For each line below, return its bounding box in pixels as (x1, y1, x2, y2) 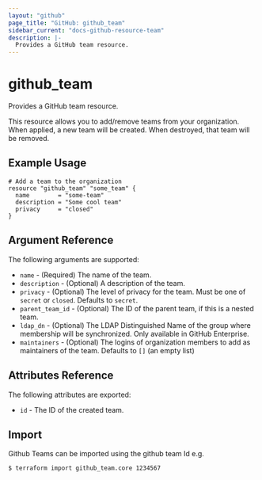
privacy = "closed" (15, 205, 93, 213)
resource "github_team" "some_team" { (8, 184, 136, 192)
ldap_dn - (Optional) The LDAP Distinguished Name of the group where (19, 320, 251, 330)
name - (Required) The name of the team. (19, 270, 152, 280)
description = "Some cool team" (15, 198, 123, 206)
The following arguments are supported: (8, 254, 140, 264)
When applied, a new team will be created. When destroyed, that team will (8, 125, 250, 135)
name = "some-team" (15, 191, 104, 199)
